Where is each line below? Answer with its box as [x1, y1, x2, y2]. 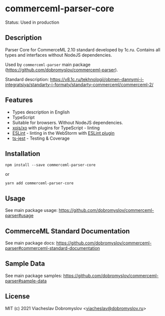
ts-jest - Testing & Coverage [12, 135, 70, 141]
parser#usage [5, 213, 33, 219]
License [5, 292, 30, 301]
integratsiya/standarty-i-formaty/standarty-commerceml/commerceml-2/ [5, 81, 154, 87]
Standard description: [5, 76, 49, 82]
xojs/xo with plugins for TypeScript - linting [12, 124, 100, 131]
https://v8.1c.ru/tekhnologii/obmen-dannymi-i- [50, 76, 144, 82]
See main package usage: [5, 207, 58, 213]
